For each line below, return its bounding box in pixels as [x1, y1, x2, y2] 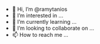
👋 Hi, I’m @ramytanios [12, 6, 68, 12]
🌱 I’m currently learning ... [12, 18, 77, 25]
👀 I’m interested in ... [12, 12, 64, 19]
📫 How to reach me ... [12, 32, 68, 38]
